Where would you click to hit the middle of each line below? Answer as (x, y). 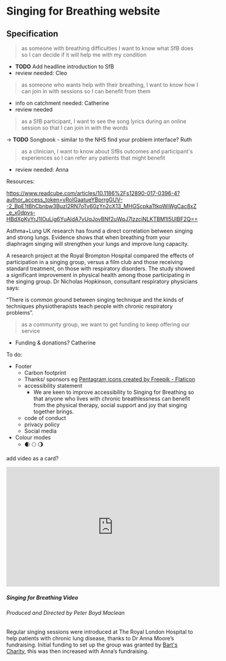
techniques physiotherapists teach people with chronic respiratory (90, 306)
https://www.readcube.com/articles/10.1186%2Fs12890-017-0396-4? (93, 193)
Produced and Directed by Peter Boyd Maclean (65, 612)
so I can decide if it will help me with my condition (84, 55)
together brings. (54, 411)
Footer (23, 366)
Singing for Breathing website (83, 11)
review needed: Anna (42, 170)
